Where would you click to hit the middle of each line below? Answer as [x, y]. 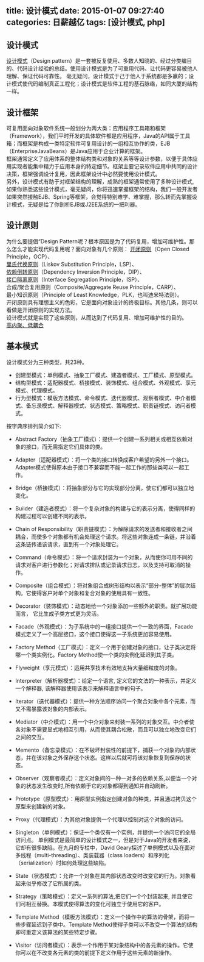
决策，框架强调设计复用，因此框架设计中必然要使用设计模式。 [83, 174]
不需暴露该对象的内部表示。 [55, 708]
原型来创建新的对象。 [42, 806]
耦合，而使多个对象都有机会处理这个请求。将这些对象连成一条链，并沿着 [105, 536]
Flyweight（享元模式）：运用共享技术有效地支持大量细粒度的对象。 [98, 668]
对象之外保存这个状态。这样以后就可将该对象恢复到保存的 [114, 757]
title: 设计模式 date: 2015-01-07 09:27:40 [85, 11]
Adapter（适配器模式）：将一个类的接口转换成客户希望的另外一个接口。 [104, 460]
